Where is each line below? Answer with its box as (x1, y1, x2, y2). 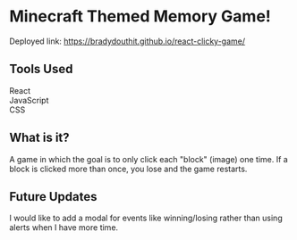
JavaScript (9, 95, 49, 105)
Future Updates (9, 189, 98, 204)
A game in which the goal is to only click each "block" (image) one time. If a (9, 153, 288, 164)
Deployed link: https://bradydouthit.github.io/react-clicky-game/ (9, 36, 246, 46)
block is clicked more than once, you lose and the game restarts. (9, 163, 248, 174)
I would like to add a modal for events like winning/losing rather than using (9, 212, 284, 224)
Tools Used (9, 62, 73, 77)
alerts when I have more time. (9, 222, 119, 233)
